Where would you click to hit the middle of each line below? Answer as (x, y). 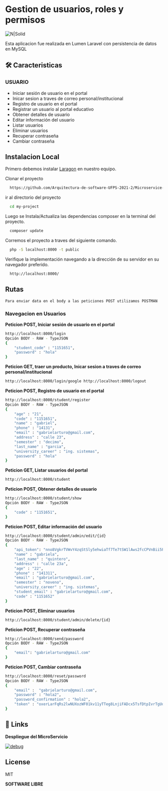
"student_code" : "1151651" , (44, 348)
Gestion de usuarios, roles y (64, 9)
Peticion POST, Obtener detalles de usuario (51, 489)
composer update (26, 231)
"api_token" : (28, 550)
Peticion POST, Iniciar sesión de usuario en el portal (60, 324)
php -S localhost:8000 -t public (44, 250)
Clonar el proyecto (24, 179)
